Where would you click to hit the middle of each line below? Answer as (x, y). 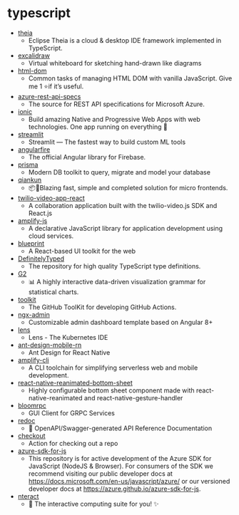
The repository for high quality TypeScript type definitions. (115, 266)
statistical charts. (54, 292)
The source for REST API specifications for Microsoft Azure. (116, 104)
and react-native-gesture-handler (133, 397)
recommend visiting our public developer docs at (101, 473)
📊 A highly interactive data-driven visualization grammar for (117, 281)
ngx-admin (34, 314)
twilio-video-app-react (51, 198)
